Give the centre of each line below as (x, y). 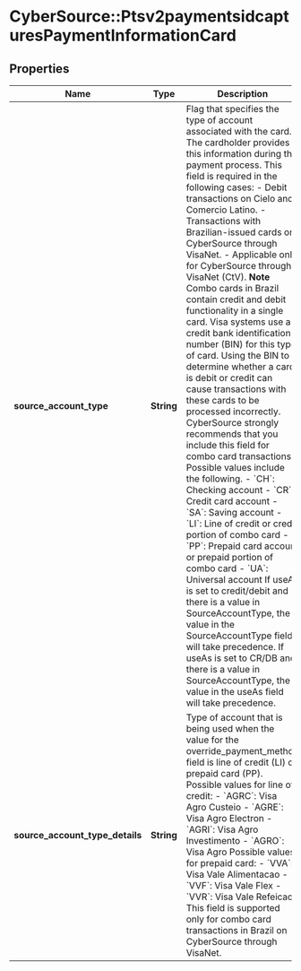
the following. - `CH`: (230, 479)
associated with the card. (239, 131)
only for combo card (228, 919)
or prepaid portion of (229, 557)
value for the (212, 740)
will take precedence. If (235, 647)
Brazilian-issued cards (234, 232)
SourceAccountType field (239, 636)
